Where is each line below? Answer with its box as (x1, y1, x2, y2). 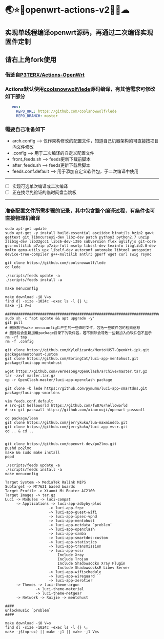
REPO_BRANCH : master (16, 113, 58, 118)
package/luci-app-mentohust (5, 360, 62, 365)
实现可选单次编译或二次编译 (12, 183, 68, 189)
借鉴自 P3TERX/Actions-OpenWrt (5, 71, 85, 78)
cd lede (5, 264, 21, 269)
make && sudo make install (5, 450, 60, 455)
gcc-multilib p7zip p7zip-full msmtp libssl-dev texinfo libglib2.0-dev (5, 243, 156, 248)
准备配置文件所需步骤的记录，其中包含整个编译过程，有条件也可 (5, 207, 155, 214)
